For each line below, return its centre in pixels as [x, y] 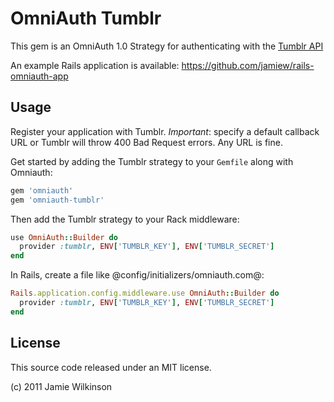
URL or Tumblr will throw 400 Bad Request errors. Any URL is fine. [146, 142]
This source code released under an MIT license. [111, 367]
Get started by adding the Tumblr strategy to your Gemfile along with [152, 161]
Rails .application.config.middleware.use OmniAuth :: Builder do [145, 293]
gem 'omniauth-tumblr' [57, 200]
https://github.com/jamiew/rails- [248, 65]
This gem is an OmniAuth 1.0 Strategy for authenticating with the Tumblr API [167, 46]
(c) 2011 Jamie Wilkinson [61, 386]
